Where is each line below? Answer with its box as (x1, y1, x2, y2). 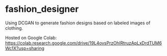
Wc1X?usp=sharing (5, 45, 45, 51)
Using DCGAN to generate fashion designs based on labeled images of (5, 20, 151, 26)
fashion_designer (5, 3, 79, 15)
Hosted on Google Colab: (5, 35, 57, 41)
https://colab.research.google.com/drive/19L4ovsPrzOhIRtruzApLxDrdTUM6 (5, 40, 162, 46)
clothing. (5, 25, 23, 31)
